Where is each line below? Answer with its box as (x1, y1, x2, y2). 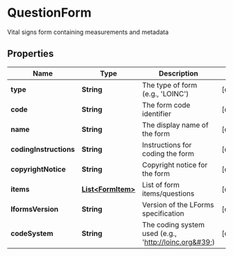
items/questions (141, 189, 195, 198)
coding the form (141, 148, 194, 158)
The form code (141, 100, 191, 110)
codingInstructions (10, 144, 75, 154)
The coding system (141, 220, 205, 230)
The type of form (141, 80, 198, 89)
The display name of (141, 120, 209, 130)
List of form (141, 180, 180, 189)
